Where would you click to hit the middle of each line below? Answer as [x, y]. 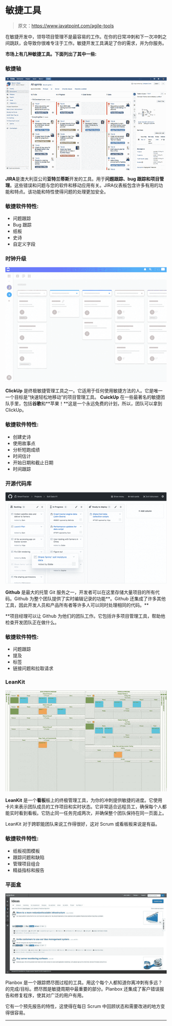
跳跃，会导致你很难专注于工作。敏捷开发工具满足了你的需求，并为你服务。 [88, 43]
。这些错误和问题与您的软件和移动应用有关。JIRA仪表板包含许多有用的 [84, 185]
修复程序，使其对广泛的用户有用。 [50, 995]
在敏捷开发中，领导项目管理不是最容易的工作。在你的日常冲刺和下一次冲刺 [84, 36]
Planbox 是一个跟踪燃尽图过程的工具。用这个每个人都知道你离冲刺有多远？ [84, 983]
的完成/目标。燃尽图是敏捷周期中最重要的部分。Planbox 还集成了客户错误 [82, 989]
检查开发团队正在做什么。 [32, 622]
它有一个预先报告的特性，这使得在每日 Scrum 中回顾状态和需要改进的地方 [83, 1006]
